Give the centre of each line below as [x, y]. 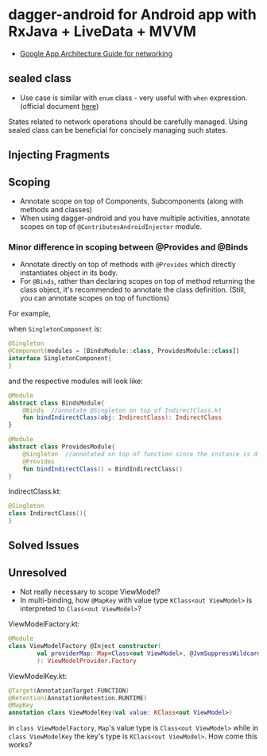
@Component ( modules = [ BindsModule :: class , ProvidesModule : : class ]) [124, 351]
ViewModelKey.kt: [38, 676]
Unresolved [38, 573]
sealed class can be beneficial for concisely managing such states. [118, 130]
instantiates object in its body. [69, 273]
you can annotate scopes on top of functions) [95, 298]
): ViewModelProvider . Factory [87, 661]
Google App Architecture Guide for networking [96, 53]
